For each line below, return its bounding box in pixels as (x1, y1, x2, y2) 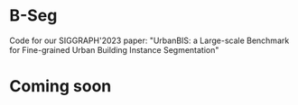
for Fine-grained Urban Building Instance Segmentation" (9, 44, 219, 55)
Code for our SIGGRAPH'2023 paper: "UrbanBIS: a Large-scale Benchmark (9, 35, 290, 46)
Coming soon (9, 76, 112, 97)
